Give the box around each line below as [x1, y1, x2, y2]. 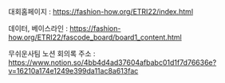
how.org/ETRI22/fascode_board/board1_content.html [8, 32, 182, 42]
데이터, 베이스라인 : [8, 24, 68, 33]
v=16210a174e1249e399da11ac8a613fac [8, 66, 139, 75]
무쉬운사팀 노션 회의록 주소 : [8, 49, 96, 58]
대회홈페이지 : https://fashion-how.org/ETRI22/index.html [8, 7, 194, 16]
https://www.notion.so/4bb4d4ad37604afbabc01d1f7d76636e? [8, 58, 217, 67]
